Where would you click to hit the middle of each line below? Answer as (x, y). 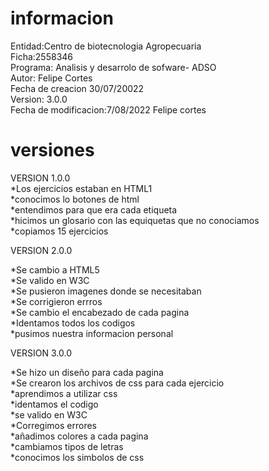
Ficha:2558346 (42, 56)
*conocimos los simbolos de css (77, 457)
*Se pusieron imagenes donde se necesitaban (106, 291)
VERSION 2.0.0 (41, 250)
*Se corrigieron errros (56, 301)
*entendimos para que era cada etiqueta (94, 209)
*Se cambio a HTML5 (55, 269)
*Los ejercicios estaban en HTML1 (81, 188)
